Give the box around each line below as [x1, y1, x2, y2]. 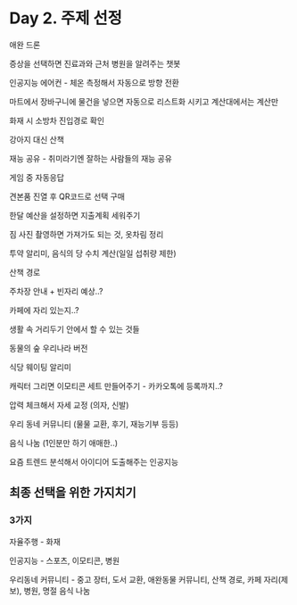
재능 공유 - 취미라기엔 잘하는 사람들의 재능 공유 [9, 153, 172, 163]
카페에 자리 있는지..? [9, 304, 79, 315]
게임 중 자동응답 [9, 171, 65, 183]
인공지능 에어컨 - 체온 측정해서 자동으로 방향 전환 [9, 77, 180, 87]
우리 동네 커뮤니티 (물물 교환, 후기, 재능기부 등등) [9, 419, 179, 429]
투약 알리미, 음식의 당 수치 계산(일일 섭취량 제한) [9, 247, 177, 259]
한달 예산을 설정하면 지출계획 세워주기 [9, 210, 141, 220]
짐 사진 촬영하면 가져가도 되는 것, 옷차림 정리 [9, 228, 164, 239]
